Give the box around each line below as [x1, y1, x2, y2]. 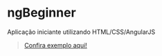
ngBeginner [7, 5, 76, 21]
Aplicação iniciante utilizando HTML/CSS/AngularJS [7, 28, 156, 36]
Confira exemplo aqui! [24, 41, 88, 49]
